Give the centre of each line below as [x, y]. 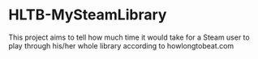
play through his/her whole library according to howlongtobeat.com [121, 45]
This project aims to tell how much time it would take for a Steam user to [129, 37]
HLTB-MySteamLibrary [88, 15]
